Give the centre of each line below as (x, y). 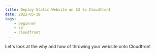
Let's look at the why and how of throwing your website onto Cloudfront (78, 46)
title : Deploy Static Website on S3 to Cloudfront (58, 10)
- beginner (25, 23)
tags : (11, 19)
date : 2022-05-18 (23, 14)
